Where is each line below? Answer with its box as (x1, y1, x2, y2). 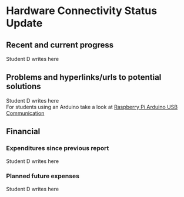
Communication (6, 110, 45, 117)
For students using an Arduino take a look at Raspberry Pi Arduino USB (6, 103, 178, 110)
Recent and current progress (6, 40, 114, 50)
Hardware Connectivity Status (6, 4, 158, 18)
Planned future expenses (6, 172, 79, 180)
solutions (6, 81, 41, 91)
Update (6, 16, 43, 30)
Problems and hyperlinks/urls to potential (6, 72, 162, 83)
